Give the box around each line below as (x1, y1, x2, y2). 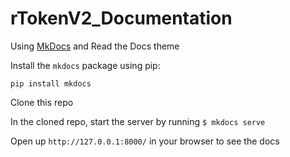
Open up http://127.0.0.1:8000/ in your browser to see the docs (10, 135, 280, 147)
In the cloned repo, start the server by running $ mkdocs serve (10, 115, 266, 127)
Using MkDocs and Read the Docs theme (10, 40, 180, 52)
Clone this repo (10, 96, 74, 108)
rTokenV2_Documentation (10, 7, 233, 30)
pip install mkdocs (10, 78, 92, 89)
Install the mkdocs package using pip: (10, 59, 161, 71)
